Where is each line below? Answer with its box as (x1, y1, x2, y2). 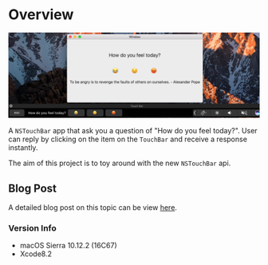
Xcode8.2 (19, 249, 52, 259)
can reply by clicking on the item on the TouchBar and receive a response (8, 134, 247, 144)
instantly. (8, 143, 38, 152)
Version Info (8, 222, 57, 233)
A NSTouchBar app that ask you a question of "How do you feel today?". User (8, 126, 258, 136)
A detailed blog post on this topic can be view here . (8, 203, 178, 212)
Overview (8, 6, 74, 24)
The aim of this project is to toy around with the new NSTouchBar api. (8, 158, 231, 168)
